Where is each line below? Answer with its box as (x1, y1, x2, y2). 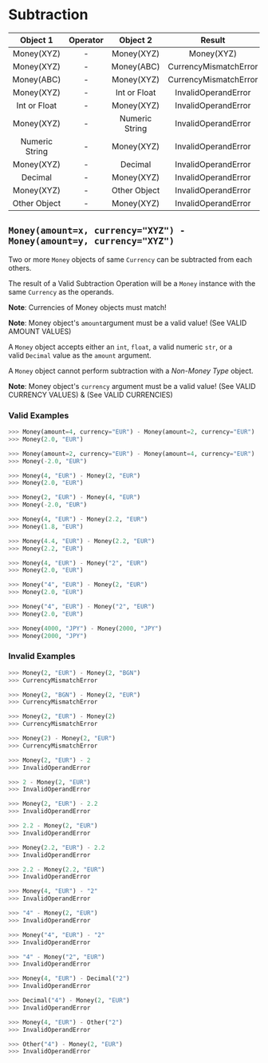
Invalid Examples (8, 651, 76, 662)
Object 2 (119, 34, 153, 46)
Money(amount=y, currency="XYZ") (8, 236, 175, 247)
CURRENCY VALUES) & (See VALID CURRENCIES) (8, 390, 173, 399)
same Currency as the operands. (8, 287, 114, 296)
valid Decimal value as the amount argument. (8, 350, 152, 360)
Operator (69, 34, 104, 46)
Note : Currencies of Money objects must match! (8, 302, 167, 312)
